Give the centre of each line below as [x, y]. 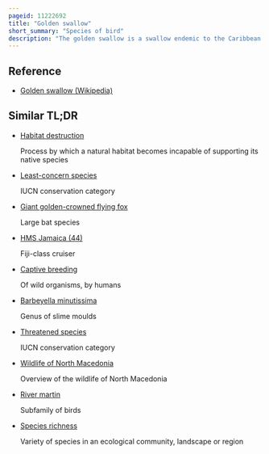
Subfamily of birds [50, 410]
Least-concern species [58, 175]
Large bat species [50, 222]
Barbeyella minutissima [58, 301]
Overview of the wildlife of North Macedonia [93, 378]
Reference [35, 71]
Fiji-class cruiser [48, 253]
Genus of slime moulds [58, 316]
